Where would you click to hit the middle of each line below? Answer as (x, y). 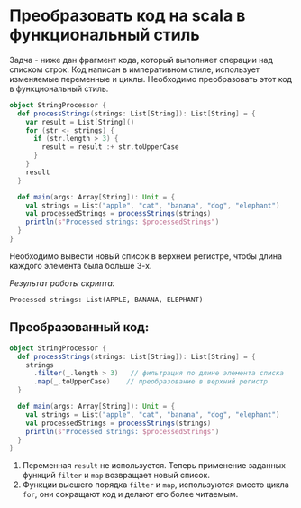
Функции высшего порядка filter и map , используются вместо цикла (156, 485)
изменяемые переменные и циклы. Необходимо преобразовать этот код (151, 79)
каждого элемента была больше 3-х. (81, 265)
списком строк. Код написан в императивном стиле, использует (134, 69)
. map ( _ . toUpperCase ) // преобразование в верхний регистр (150, 382)
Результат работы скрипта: (62, 283)
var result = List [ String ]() (80, 122)
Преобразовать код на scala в (128, 16)
